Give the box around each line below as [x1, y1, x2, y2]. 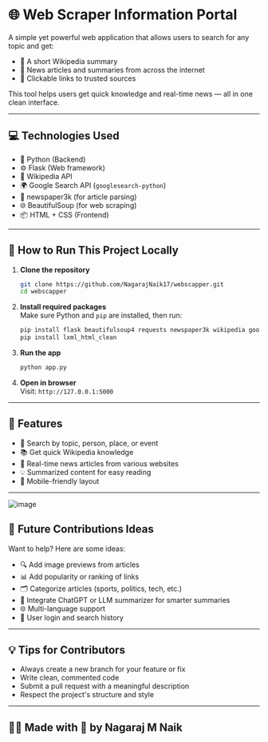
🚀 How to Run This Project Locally [8, 244, 179, 257]
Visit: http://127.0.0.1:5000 [19, 386, 114, 396]
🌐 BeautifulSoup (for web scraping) [19, 200, 137, 209]
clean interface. [8, 98, 60, 107]
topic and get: [8, 41, 54, 50]
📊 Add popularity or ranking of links [19, 572, 140, 581]
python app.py [19, 364, 67, 372]
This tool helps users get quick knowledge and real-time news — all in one [8, 89, 254, 98]
